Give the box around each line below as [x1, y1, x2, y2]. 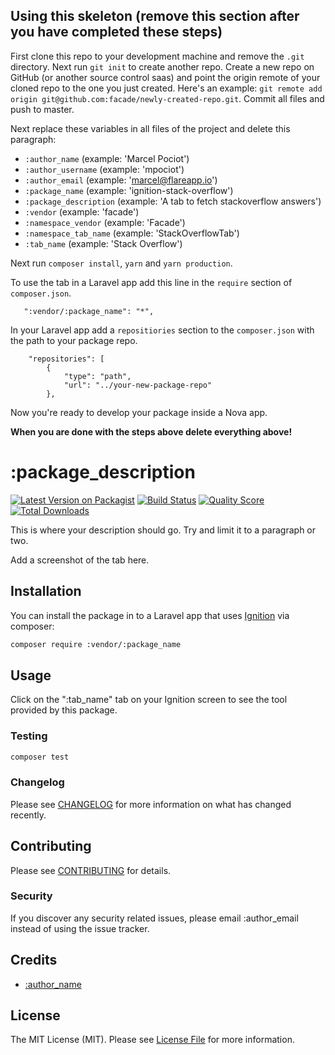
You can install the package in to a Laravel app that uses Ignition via [10, 609, 290, 621]
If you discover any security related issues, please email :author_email [10, 912, 299, 924]
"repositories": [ [28, 354, 105, 364]
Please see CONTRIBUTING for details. [10, 864, 172, 876]
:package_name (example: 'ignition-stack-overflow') [24, 184, 234, 196]
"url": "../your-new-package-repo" [63, 380, 213, 390]
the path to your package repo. [10, 334, 138, 346]
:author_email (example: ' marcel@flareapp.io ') [24, 174, 218, 186]
